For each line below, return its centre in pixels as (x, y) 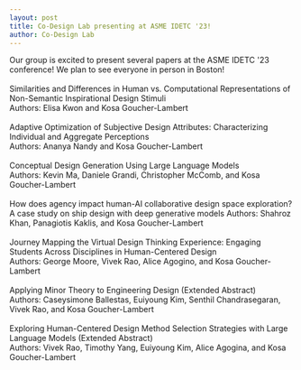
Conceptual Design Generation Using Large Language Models (124, 166)
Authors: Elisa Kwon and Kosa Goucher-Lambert (99, 108)
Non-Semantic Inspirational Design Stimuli (88, 98)
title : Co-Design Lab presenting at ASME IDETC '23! (110, 26)
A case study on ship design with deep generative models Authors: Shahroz (150, 214)
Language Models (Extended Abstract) (81, 338)
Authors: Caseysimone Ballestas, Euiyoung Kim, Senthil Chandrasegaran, (145, 300)
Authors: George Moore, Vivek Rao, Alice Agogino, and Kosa (122, 262)
